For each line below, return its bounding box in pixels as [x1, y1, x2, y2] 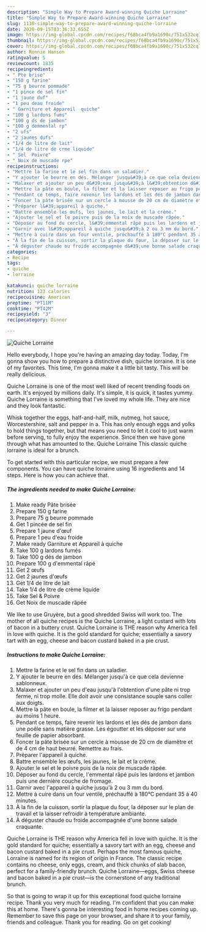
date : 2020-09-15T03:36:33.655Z [7, 26, 89, 33]
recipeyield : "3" [7, 311, 51, 317]
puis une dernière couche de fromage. [15, 777, 113, 785]
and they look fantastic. [7, 402, 66, 409]
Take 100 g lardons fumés [15, 546, 81, 554]
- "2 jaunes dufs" [7, 134, 54, 141]
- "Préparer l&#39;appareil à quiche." [7, 203, 109, 209]
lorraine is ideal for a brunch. [7, 446, 80, 454]
